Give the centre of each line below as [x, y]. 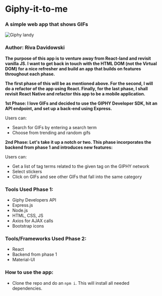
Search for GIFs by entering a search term [54, 127]
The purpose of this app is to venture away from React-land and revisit [78, 58]
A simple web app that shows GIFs [47, 24]
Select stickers [27, 171]
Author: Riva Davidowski [35, 47]
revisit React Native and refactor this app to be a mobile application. [75, 93]
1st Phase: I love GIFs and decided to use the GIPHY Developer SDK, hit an [81, 103]
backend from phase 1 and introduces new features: [59, 147]
